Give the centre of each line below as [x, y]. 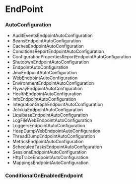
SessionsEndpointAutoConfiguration [49, 152]
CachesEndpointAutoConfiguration [48, 46]
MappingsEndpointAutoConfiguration [50, 163]
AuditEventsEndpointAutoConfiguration [52, 35]
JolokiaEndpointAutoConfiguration [48, 110]
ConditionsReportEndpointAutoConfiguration [58, 51]
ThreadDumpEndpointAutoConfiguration [54, 136]
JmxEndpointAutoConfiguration [45, 73]
